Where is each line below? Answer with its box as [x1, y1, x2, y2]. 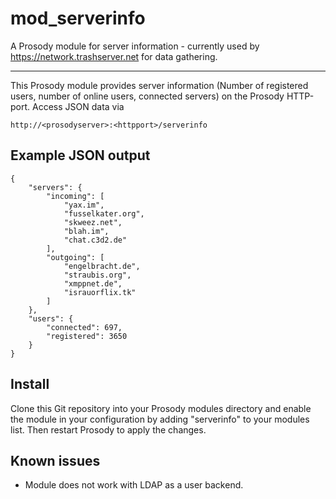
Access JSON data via [32, 100, 125, 112]
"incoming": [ [46, 191, 105, 201]
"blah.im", [63, 226, 110, 236]
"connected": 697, [46, 322, 123, 332]
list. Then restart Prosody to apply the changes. [10, 423, 207, 436]
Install [10, 376, 50, 393]
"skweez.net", [63, 217, 123, 227]
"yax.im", [63, 200, 105, 210]
